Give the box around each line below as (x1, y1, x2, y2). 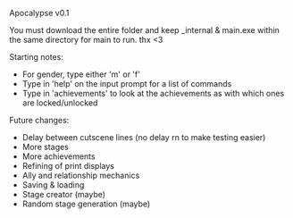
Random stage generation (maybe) (21, 198, 151, 209)
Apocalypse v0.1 (9, 8, 70, 18)
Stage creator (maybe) (21, 189, 105, 199)
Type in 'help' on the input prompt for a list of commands (21, 79, 232, 88)
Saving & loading (21, 180, 85, 190)
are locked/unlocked (21, 97, 98, 108)
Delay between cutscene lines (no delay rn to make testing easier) (21, 132, 266, 142)
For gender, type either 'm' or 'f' (21, 69, 141, 80)
